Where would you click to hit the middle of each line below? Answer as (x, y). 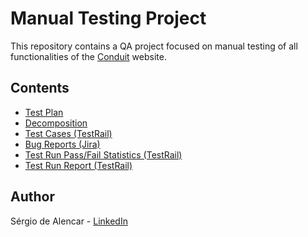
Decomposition (56, 123)
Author (32, 197)
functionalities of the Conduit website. (88, 56)
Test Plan (44, 112)
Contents (40, 88)
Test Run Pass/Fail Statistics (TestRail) (103, 154)
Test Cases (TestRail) (68, 133)
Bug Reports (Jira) (62, 144)
